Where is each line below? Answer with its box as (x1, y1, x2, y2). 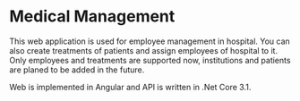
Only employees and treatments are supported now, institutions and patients (9, 55, 291, 65)
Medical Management (9, 6, 176, 27)
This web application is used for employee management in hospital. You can (9, 36, 291, 46)
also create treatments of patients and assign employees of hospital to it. (9, 45, 279, 55)
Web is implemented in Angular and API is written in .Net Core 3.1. (9, 81, 252, 92)
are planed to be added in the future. (9, 64, 145, 75)
